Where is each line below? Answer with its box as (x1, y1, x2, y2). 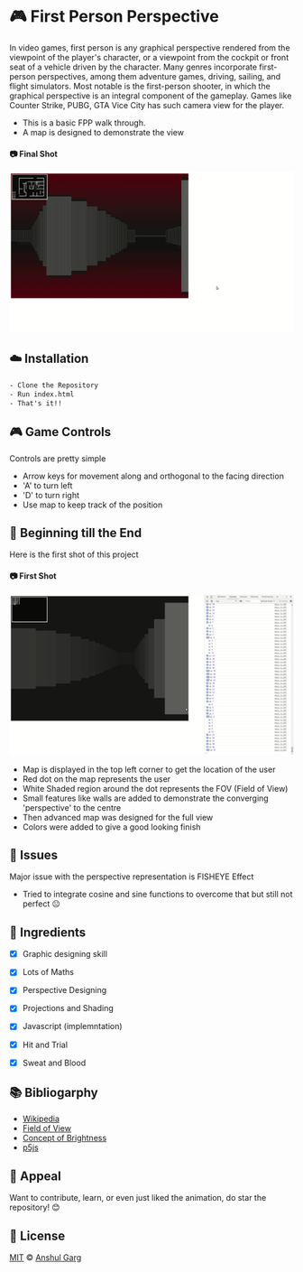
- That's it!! (9, 398, 63, 408)
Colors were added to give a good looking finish (22, 822, 201, 832)
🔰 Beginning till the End (9, 525, 142, 541)
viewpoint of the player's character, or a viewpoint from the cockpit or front (9, 51, 289, 62)
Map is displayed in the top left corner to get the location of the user (22, 764, 276, 775)
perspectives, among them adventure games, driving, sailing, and (37, 70, 281, 81)
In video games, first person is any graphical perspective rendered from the (9, 42, 290, 53)
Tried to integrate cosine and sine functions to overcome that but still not (22, 889, 293, 900)
